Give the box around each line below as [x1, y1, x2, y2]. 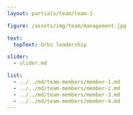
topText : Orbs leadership [13, 41, 87, 48]
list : [7, 73, 23, 79]
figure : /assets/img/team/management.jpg [7, 22, 127, 29]
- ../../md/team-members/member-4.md [13, 97, 121, 105]
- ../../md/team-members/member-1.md [13, 79, 121, 86]
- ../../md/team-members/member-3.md [13, 91, 121, 98]
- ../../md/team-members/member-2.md [13, 85, 121, 92]
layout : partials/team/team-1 [7, 10, 93, 17]
